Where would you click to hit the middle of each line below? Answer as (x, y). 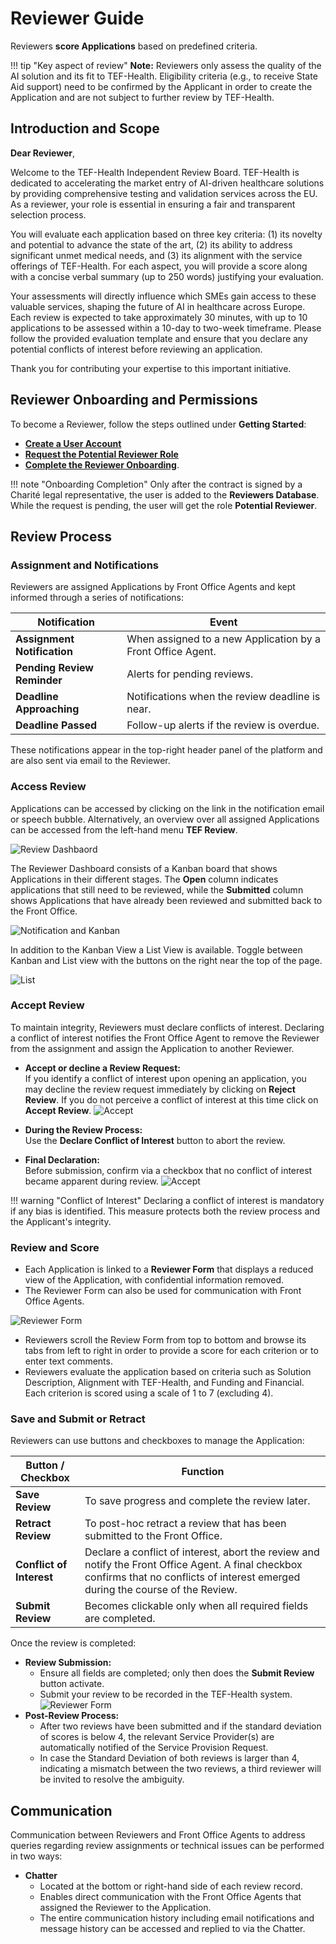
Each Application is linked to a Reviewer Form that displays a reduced (169, 1269)
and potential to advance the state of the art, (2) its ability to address (151, 244)
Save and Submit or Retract (78, 1419)
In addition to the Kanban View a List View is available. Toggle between (156, 949)
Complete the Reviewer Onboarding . (102, 464)
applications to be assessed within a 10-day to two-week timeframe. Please (166, 328)
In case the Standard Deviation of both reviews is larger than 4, (169, 1758)
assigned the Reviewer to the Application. (125, 1908)
